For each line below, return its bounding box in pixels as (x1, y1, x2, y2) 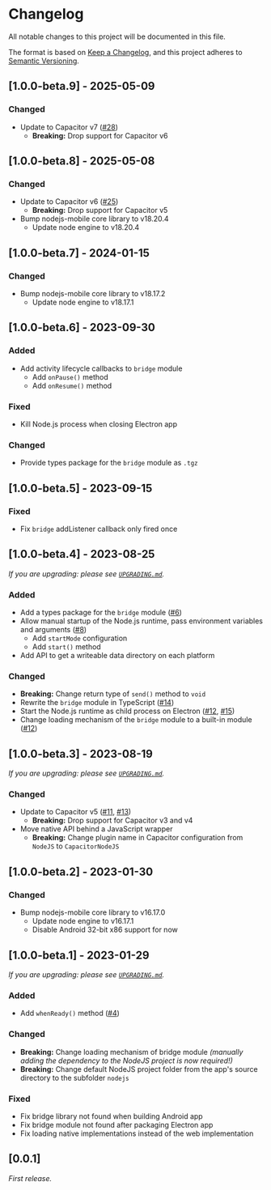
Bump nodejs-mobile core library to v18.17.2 (19, 289, 166, 298)
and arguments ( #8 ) (19, 625, 87, 635)
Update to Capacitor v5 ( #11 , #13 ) (19, 807, 132, 817)
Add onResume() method (32, 380, 112, 390)
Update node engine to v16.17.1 (32, 916, 134, 926)
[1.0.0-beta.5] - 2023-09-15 (8, 481, 153, 495)
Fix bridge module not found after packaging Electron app (19, 1120, 214, 1129)
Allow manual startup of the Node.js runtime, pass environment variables (19, 616, 264, 626)
